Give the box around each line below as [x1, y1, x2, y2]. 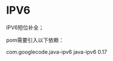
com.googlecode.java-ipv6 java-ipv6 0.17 [6, 48, 107, 55]
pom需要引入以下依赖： [6, 36, 64, 43]
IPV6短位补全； [6, 24, 44, 31]
